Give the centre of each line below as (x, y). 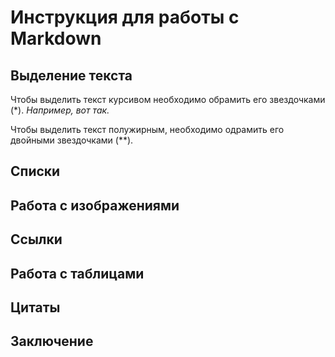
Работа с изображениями (95, 205)
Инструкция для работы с (125, 17)
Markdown (56, 38)
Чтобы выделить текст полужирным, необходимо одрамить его (147, 129)
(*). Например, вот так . (60, 110)
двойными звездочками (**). (72, 140)
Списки (35, 171)
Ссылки (36, 239)
